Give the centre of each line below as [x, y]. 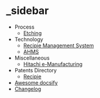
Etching [32, 33]
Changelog [28, 89]
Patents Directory [36, 70]
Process [25, 27]
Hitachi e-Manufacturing [53, 64]
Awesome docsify [36, 82]
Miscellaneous [32, 58]
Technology [29, 39]
